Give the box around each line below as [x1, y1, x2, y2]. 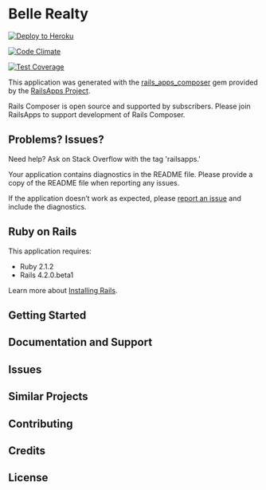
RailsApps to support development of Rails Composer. [8, 109, 186, 120]
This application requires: [8, 246, 92, 256]
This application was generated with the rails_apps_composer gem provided [8, 77, 259, 87]
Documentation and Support [8, 335, 153, 349]
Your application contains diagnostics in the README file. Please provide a [8, 169, 253, 179]
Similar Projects [8, 390, 89, 403]
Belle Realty [8, 5, 89, 23]
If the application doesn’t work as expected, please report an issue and [8, 193, 241, 203]
